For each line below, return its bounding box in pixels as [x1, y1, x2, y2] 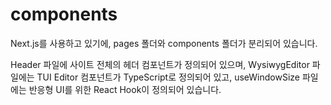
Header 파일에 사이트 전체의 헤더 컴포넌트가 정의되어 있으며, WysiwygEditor [10, 58, 310, 70]
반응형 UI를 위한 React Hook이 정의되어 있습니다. [28, 83, 222, 95]
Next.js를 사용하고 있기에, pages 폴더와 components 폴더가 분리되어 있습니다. [10, 37, 318, 49]
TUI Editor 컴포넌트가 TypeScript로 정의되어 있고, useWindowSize [36, 71, 300, 83]
